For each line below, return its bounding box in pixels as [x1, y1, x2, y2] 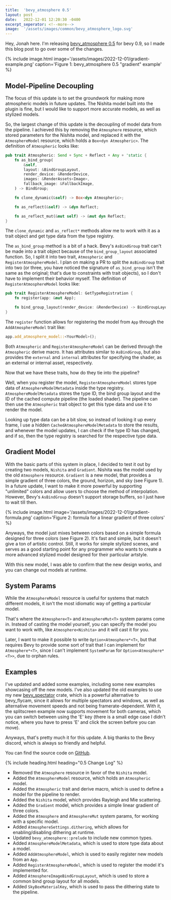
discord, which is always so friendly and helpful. [5, 740, 106, 746]
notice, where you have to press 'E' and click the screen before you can [5, 719, 156, 725]
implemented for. [12, 867, 48, 873]
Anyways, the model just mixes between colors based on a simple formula [5, 530, 161, 536]
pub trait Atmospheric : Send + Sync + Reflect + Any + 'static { [5, 153, 147, 158]
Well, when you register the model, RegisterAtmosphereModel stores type [5, 379, 157, 386]
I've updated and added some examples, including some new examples [5, 681, 155, 688]
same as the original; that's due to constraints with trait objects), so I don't [5, 270, 161, 276]
